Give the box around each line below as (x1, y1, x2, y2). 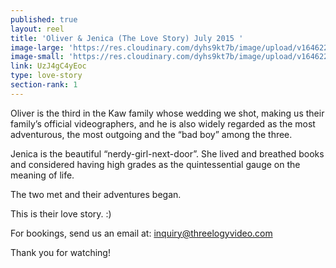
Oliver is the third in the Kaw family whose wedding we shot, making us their (10, 107, 325, 119)
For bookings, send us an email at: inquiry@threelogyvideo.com (10, 227, 273, 239)
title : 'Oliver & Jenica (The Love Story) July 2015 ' (10, 33, 244, 43)
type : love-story (10, 71, 83, 81)
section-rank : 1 (10, 80, 78, 90)
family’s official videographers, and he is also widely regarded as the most (10, 117, 316, 130)
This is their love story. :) (10, 207, 112, 220)
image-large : (10, 42, 65, 53)
